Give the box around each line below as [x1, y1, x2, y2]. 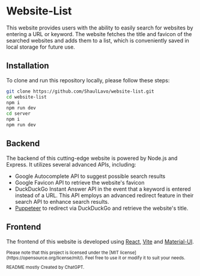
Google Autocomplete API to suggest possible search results [14, 173, 166, 180]
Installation [6, 61, 49, 71]
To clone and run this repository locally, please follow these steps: [6, 76, 170, 84]
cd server [6, 111, 31, 117]
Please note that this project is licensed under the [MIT [6, 250, 119, 256]
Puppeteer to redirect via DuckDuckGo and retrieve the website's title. [14, 204, 189, 212]
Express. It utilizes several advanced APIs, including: [6, 161, 136, 168]
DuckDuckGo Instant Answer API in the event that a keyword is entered [14, 185, 191, 192]
